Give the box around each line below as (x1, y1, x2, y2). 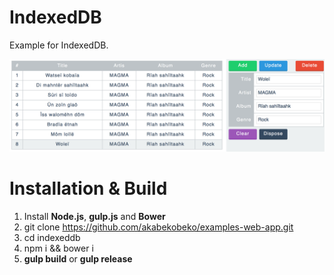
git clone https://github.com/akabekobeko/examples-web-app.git (23, 221, 294, 233)
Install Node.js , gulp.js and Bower (23, 210, 166, 222)
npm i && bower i (23, 242, 94, 254)
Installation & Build (9, 177, 168, 200)
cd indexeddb (23, 231, 81, 243)
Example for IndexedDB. (9, 39, 109, 51)
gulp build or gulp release (23, 252, 133, 265)
